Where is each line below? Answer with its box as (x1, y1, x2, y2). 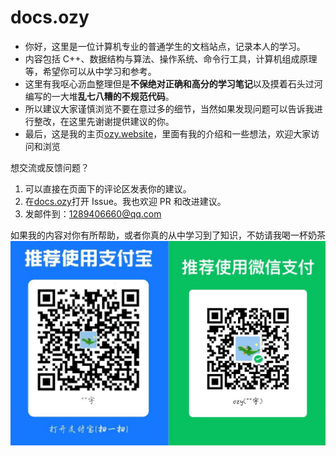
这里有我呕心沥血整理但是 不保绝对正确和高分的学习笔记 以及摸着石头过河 (24, 77, 323, 90)
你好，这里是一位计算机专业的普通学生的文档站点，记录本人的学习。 (24, 40, 306, 52)
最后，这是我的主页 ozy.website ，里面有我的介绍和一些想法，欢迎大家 (24, 127, 312, 140)
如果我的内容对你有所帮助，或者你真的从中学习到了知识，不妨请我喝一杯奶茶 (10, 229, 326, 241)
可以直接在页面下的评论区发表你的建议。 (24, 182, 192, 195)
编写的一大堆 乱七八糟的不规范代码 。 (24, 90, 175, 102)
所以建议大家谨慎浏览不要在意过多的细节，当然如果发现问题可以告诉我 (24, 102, 315, 115)
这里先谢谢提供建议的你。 (68, 115, 175, 127)
